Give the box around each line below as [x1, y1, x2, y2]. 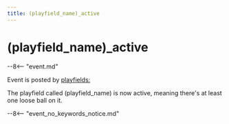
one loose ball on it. [7, 96, 63, 104]
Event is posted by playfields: [7, 75, 91, 84]
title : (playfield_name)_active [7, 10, 100, 17]
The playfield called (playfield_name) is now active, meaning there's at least [7, 88, 222, 97]
